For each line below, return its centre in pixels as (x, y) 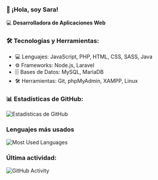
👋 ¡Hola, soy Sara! (32, 10)
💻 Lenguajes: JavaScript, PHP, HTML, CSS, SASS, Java (84, 57)
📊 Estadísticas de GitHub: (45, 99)
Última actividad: (31, 158)
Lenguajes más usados (40, 129)
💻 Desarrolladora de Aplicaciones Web (56, 23)
